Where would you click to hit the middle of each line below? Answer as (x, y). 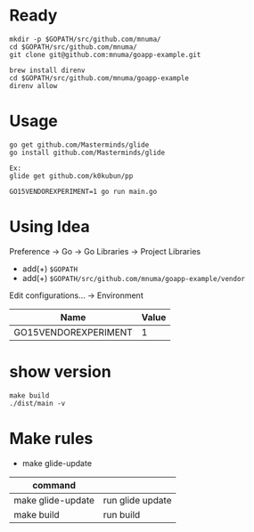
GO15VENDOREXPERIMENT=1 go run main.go (83, 191)
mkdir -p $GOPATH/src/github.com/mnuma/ (86, 39)
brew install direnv (48, 70)
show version (60, 372)
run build (122, 514)
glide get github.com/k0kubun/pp (71, 176)
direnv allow (33, 85)
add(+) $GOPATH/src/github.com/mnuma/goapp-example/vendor (133, 278)
